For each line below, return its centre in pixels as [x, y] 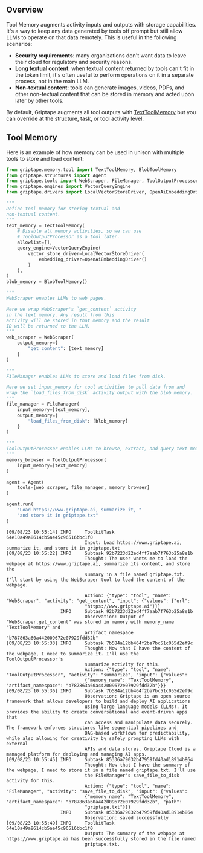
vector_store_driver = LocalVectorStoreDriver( [86, 253]
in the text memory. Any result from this [60, 315]
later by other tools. [39, 100]
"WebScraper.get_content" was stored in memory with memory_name [90, 622]
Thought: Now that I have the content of [137, 648]
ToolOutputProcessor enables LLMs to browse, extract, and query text [97, 449]
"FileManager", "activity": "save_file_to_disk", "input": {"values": [97, 791]
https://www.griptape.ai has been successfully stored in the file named [101, 839]
